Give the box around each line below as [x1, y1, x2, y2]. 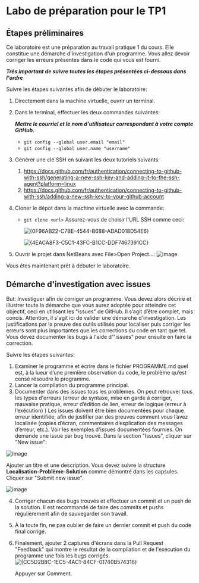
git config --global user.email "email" [23, 139, 125, 145]
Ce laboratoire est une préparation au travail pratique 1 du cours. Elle [6, 43, 174, 51]
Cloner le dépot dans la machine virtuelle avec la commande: [14, 204, 165, 211]
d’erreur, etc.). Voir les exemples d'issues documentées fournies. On [14, 426, 183, 433]
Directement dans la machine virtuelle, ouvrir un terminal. [14, 97, 156, 104]
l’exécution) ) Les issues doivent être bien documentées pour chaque [14, 407, 184, 414]
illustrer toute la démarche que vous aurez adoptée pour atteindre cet [6, 301, 176, 308]
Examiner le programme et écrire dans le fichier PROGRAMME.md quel [14, 362, 188, 370]
